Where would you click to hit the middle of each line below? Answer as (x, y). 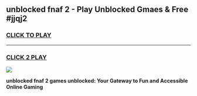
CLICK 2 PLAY (26, 57)
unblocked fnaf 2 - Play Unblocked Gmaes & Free (97, 10)
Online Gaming (25, 87)
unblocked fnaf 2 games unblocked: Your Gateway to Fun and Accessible (97, 80)
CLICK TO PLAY (29, 35)
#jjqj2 (17, 19)
